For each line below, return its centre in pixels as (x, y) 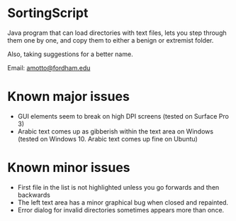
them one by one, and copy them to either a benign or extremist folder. (111, 40)
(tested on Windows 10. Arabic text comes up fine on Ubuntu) (108, 139)
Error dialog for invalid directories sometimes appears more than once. (121, 210)
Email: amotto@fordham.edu (49, 68)
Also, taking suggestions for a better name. (70, 54)
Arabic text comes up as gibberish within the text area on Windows (116, 131)
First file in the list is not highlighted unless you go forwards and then (118, 187)
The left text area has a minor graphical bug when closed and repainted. (123, 202)
